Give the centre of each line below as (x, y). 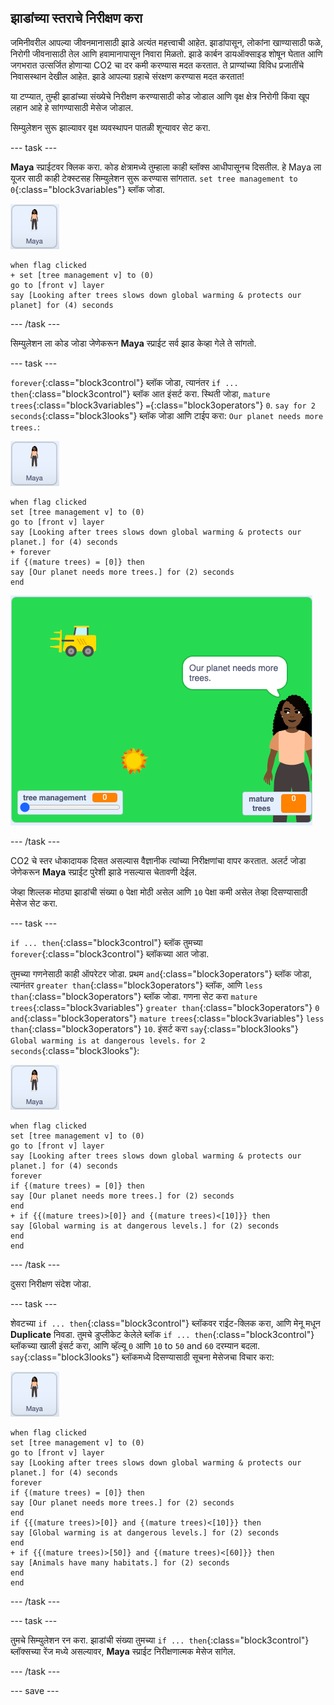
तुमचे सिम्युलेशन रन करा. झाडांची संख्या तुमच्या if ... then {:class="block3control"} (160, 1640)
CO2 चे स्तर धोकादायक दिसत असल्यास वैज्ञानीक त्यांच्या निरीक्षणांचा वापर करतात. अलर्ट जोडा (158, 860)
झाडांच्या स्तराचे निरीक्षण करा (76, 18)
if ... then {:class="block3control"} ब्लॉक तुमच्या (106, 942)
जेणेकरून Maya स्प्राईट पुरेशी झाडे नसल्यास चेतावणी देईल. (103, 872)
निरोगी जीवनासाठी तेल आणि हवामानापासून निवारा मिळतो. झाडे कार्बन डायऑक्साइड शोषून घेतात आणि (166, 53)
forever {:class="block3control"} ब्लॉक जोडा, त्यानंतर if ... (124, 382)
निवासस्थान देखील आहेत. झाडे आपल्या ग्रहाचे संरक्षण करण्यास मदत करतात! (127, 76)
